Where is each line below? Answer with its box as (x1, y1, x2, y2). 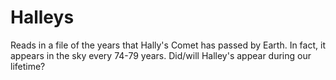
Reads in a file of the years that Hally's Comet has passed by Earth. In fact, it (10, 39, 326, 51)
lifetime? (10, 60, 46, 72)
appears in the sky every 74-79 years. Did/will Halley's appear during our (10, 49, 312, 61)
